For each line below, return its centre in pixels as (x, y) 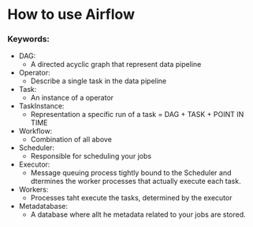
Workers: (33, 189)
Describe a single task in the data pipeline (99, 81)
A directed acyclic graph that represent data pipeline (116, 64)
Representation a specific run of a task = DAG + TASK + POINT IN (137, 115)
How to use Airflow (71, 15)
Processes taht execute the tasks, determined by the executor (131, 198)
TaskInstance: (41, 106)
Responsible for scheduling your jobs (91, 156)
